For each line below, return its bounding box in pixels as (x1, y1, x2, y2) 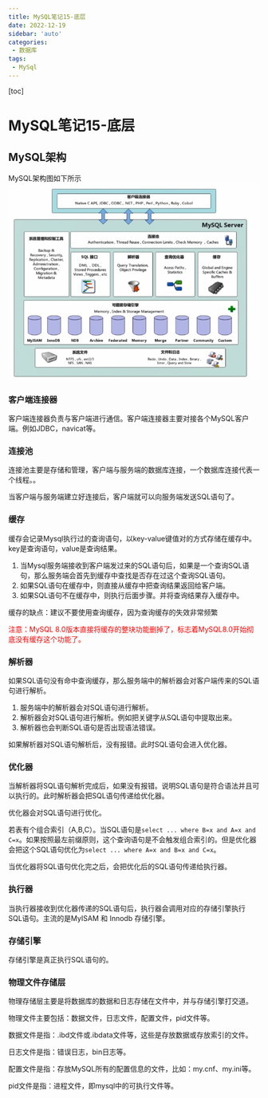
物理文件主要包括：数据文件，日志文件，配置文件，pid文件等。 (8, 1013, 215, 1023)
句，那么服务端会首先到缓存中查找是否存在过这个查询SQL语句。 (19, 570, 230, 580)
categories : (8, 38, 48, 46)
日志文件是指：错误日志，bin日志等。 (8, 1047, 131, 1057)
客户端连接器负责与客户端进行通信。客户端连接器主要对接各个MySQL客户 (8, 414, 250, 423)
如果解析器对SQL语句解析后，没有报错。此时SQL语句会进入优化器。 (8, 740, 232, 750)
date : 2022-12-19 (8, 21, 66, 30)
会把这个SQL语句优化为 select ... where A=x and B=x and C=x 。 (8, 845, 221, 855)
